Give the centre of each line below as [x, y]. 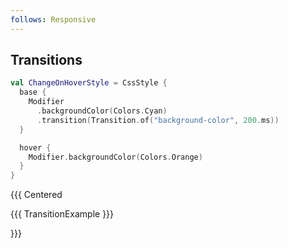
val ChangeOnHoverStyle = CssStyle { [89, 83]
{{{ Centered [36, 195]
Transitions [46, 60]
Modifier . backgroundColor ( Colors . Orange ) [115, 157]
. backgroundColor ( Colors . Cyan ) [102, 111]
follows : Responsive [53, 19]
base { [33, 92]
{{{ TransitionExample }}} [62, 214]
